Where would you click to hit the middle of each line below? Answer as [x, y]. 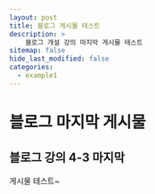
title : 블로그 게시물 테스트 [55, 26]
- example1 [37, 76]
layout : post [33, 17]
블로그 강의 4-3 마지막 [67, 158]
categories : [31, 68]
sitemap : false [37, 51]
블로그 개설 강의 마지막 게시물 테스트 [84, 42]
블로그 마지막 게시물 [78, 122]
